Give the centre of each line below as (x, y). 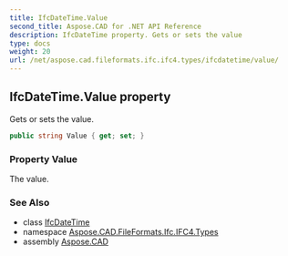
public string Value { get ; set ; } (77, 136)
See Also (30, 202)
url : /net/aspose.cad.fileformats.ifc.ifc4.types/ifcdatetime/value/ (144, 60)
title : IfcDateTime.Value (58, 18)
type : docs (30, 43)
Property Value (44, 159)
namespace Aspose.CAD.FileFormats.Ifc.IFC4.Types (120, 232)
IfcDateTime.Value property (90, 97)
